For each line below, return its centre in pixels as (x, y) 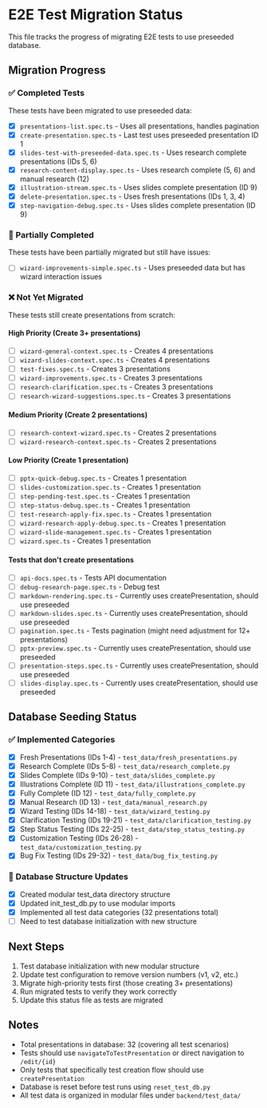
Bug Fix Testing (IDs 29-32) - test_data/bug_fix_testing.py (119, 856)
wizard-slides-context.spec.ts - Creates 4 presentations (115, 360)
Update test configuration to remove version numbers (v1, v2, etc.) (129, 974)
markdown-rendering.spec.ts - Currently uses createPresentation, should (139, 595)
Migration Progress (57, 71)
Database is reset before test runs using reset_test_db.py (115, 1086)
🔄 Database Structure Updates (69, 877)
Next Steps (36, 947)
